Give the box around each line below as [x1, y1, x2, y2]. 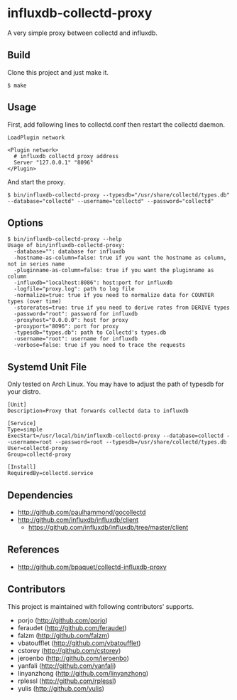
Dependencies [7, 489, 73, 501]
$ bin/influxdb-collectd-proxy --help [7, 236, 122, 243]
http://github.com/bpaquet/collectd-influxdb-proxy [17, 563, 167, 571]
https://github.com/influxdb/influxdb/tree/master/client [28, 523, 189, 531]
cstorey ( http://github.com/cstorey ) [17, 646, 121, 654]
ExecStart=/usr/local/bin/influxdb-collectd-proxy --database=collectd [7, 432, 224, 439]
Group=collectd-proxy [7, 451, 72, 459]
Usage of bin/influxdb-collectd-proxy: [7, 242, 126, 249]
